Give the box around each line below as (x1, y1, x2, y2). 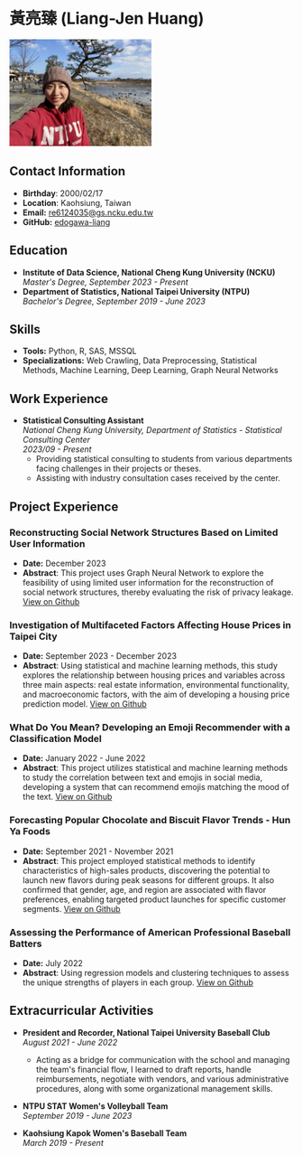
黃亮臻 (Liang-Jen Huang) (9, 8, 205, 29)
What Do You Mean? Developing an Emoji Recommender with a (9, 721, 290, 734)
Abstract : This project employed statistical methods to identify (22, 855, 256, 866)
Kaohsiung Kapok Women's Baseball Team (22, 1127, 188, 1139)
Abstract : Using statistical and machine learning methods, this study (22, 661, 278, 671)
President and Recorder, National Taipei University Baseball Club (22, 1027, 270, 1038)
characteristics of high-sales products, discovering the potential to (22, 865, 270, 876)
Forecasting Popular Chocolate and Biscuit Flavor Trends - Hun (9, 814, 291, 827)
